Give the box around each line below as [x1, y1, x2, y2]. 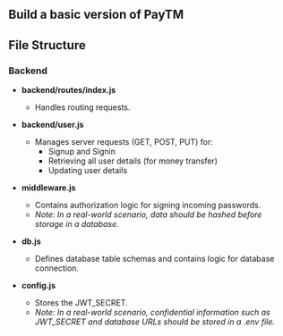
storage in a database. [34, 219, 120, 230]
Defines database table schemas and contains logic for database [34, 254, 275, 265]
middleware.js [21, 182, 76, 193]
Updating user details [47, 165, 128, 176]
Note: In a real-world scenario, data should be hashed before [34, 209, 262, 220]
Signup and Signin [47, 147, 116, 157]
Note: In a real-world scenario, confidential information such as [34, 307, 270, 318]
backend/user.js [21, 120, 84, 130]
